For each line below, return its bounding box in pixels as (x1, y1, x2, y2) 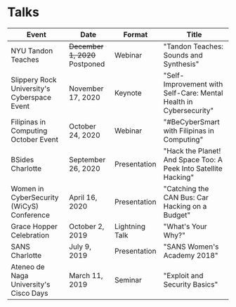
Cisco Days (11, 288, 48, 298)
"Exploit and (163, 270, 204, 280)
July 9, (69, 242, 91, 252)
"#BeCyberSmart (163, 117, 220, 126)
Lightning (114, 221, 146, 231)
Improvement (163, 79, 207, 89)
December (69, 41, 104, 51)
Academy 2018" (163, 250, 218, 260)
